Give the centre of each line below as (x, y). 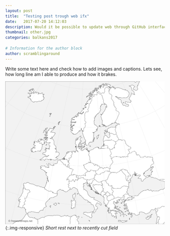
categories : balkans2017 (31, 38)
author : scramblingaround (32, 53)
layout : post (19, 11)
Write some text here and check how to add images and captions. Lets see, (84, 69)
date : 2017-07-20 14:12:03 (36, 21)
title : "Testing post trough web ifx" (47, 16)
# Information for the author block (44, 48)
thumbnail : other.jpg (28, 32)
